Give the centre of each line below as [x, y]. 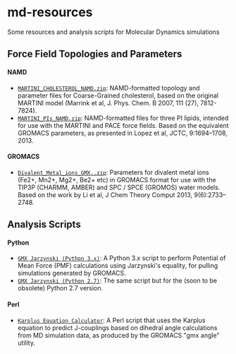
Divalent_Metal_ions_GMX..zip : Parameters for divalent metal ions [113, 172]
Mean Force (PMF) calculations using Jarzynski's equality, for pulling [118, 266]
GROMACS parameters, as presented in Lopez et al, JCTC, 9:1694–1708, [122, 133]
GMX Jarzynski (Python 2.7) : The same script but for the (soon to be [117, 281]
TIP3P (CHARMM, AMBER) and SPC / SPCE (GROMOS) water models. [119, 187]
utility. [26, 343]
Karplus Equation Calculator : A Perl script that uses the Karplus [111, 320]
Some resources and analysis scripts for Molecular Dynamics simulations [113, 32]
